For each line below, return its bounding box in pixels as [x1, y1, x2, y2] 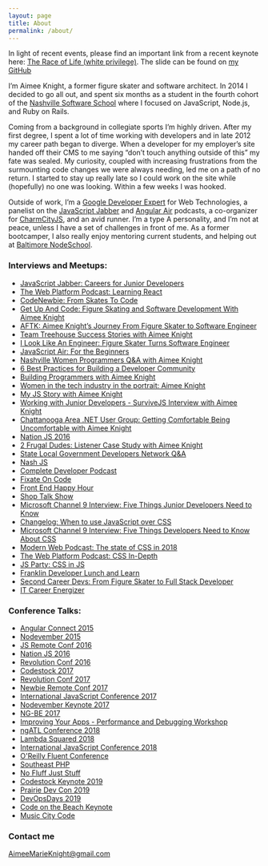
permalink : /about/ [8, 26, 74, 34]
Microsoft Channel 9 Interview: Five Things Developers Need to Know [19, 525, 250, 535]
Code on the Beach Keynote [19, 802, 114, 811]
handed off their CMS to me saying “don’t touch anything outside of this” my [8, 148, 260, 157]
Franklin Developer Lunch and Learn [19, 568, 140, 577]
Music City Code [19, 811, 76, 820]
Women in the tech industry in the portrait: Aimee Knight [19, 380, 206, 390]
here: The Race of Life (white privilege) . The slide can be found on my [8, 57, 239, 67]
